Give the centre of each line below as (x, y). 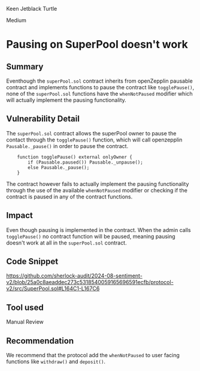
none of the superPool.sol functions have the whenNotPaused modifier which (99, 93)
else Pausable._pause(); (59, 167)
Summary (25, 66)
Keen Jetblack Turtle (32, 9)
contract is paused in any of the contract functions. (69, 197)
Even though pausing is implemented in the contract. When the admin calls (99, 230)
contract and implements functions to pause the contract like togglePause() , (100, 87)
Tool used (25, 307)
